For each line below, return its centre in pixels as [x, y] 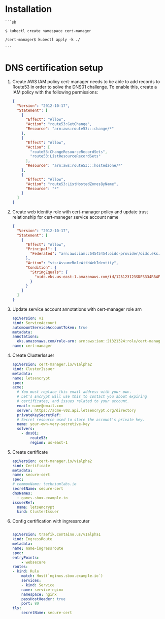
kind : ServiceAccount [34, 323]
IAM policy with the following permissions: [55, 92]
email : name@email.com [40, 406]
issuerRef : [23, 502]
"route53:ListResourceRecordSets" [66, 156]
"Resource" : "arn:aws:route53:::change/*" [70, 129]
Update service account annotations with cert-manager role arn [77, 309]
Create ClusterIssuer [33, 355]
